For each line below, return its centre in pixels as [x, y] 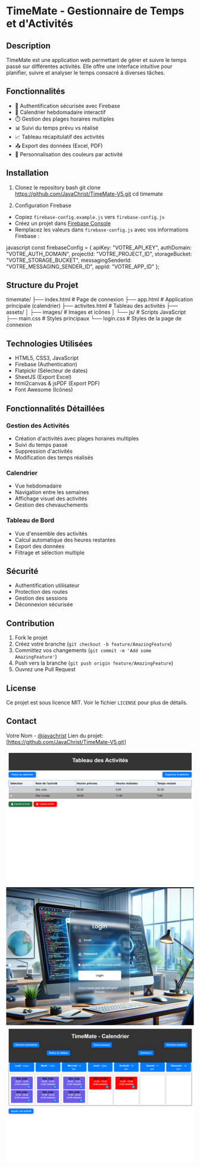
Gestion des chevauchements [51, 505]
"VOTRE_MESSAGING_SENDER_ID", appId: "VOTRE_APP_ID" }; [83, 266]
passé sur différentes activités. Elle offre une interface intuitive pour [89, 66]
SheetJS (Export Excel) [43, 377]
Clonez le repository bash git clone [58, 187]
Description [28, 46]
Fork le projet [31, 638]
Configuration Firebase [43, 205]
